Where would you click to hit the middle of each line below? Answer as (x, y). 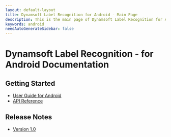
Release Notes (29, 117)
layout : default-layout (31, 10)
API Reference (28, 101)
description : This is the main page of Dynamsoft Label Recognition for (84, 19)
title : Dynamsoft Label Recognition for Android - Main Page (72, 15)
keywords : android (25, 24)
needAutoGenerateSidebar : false (39, 29)
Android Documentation (57, 65)
